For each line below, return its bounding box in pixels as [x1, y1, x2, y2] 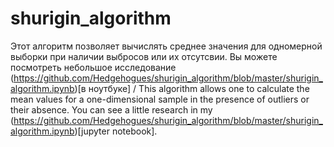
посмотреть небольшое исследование [10, 61, 177, 73]
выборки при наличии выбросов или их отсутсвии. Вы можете [10, 50, 278, 62]
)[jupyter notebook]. [74, 125, 158, 137]
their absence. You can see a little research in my [10, 103, 213, 116]
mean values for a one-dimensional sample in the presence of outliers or [10, 93, 310, 105]
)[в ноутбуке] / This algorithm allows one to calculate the [74, 82, 310, 94]
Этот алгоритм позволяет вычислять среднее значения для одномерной [10, 40, 323, 52]
